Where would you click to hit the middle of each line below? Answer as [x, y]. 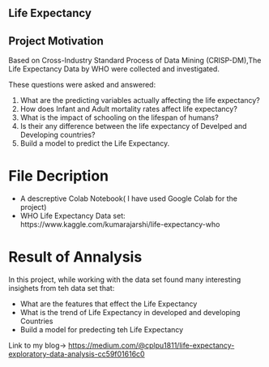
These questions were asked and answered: [82, 85]
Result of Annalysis [75, 257]
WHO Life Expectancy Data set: [73, 216]
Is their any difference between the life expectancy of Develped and [133, 126]
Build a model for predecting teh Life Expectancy [102, 330]
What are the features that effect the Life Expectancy [109, 304]
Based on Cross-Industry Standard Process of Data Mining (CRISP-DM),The [135, 61]
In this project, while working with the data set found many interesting [125, 280]
